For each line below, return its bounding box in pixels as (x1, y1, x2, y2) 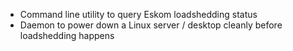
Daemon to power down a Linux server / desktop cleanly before (19, 19, 283, 31)
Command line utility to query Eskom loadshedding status (19, 9, 258, 20)
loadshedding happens (19, 30, 115, 41)
